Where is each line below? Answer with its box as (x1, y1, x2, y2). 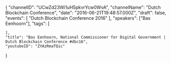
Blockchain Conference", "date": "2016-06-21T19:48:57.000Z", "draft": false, (5, 10, 166, 16)
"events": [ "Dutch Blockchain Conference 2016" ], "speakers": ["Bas (5, 15, 151, 21)
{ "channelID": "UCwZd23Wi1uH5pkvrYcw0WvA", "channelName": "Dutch (5, 5, 161, 10)
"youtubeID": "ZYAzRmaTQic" (5, 44, 66, 49)
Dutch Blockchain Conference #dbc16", (5, 39, 88, 44)
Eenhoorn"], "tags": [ (5, 20, 50, 26)
